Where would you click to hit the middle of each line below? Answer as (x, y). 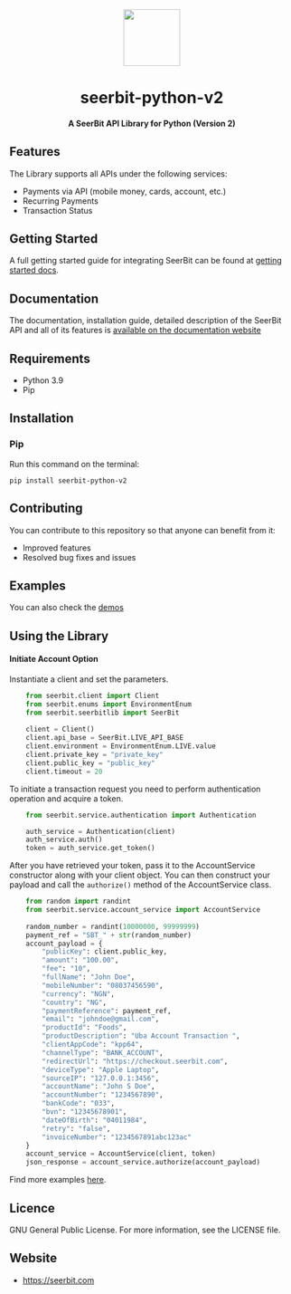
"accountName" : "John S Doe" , (99, 1087)
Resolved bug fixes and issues (79, 557)
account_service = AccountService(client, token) (121, 1154)
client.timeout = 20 (64, 772)
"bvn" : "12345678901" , (84, 1112)
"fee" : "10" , (66, 969)
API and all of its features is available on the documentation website (136, 331)
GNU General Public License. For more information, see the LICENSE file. (145, 1230)
